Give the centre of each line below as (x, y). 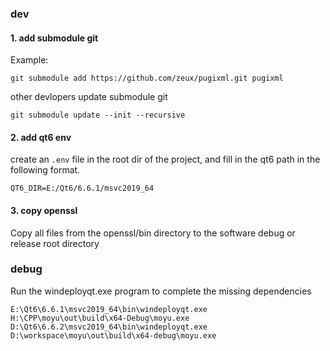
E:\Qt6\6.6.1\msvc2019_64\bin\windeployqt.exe (109, 309)
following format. (45, 170)
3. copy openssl (44, 210)
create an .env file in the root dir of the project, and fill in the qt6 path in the (165, 159)
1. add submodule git (54, 38)
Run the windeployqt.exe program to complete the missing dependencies (161, 291)
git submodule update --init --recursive (98, 115)
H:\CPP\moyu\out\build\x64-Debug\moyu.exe (100, 318)
